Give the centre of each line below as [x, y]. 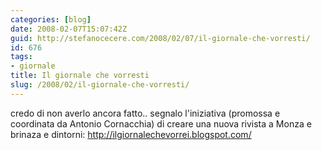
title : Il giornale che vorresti [80, 76]
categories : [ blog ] [51, 19]
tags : [21, 57]
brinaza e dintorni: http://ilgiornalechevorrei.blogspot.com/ [131, 134]
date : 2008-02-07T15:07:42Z [69, 29]
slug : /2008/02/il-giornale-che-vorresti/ [100, 85]
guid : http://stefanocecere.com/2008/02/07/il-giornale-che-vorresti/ [160, 38]
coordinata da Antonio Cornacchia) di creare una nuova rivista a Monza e [161, 123]
